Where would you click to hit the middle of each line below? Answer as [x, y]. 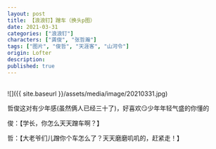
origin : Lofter [30, 53]
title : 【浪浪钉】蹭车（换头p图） [51, 20]
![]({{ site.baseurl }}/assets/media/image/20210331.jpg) [88, 93]
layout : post [26, 14]
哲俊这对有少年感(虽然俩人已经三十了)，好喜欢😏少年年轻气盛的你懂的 [108, 108]
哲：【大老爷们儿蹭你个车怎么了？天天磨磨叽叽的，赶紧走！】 [95, 138]
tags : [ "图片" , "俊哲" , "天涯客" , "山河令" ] [68, 46]
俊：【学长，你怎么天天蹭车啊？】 [55, 123]
